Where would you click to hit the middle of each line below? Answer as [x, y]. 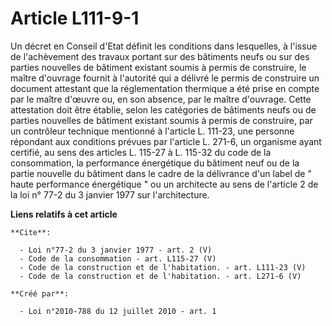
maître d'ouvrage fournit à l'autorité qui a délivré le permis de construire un [165, 78]
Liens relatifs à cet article [64, 214]
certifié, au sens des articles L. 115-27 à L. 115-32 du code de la [141, 152]
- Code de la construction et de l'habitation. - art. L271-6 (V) [160, 276]
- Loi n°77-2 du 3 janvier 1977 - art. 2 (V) [116, 250]
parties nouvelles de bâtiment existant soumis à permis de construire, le [158, 67]
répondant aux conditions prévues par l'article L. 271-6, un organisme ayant [166, 141]
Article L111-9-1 [75, 18]
